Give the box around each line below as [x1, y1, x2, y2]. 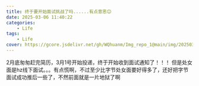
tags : [6, 31, 20, 37]
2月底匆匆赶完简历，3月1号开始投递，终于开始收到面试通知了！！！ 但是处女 [6, 59, 192, 66]
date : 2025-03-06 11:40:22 [6, 14, 73, 20]
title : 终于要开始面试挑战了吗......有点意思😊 [6, 8, 111, 15]
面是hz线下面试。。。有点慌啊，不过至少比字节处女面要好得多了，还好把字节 [6, 66, 189, 73]
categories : [6, 20, 36, 26]
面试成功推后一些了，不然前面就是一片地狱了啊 [6, 74, 120, 81]
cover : [6, 42, 23, 48]
